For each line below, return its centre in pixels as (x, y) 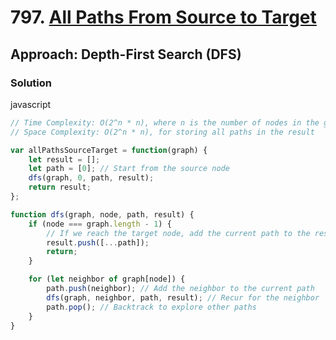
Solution (31, 83)
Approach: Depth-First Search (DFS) (126, 54)
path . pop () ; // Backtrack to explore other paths (151, 307)
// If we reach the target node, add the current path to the (178, 233)
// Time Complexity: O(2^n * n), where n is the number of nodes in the (165, 122)
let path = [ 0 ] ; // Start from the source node (129, 169)
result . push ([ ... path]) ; (98, 242)
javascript (31, 104)
